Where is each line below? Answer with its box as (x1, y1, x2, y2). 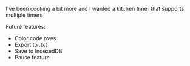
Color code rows (14, 35, 56, 41)
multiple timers (5, 11, 43, 19)
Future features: (5, 23, 46, 30)
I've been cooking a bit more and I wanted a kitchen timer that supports (5, 5, 185, 12)
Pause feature (14, 54, 50, 61)
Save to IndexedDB (14, 47, 63, 55)
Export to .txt (14, 41, 47, 48)
